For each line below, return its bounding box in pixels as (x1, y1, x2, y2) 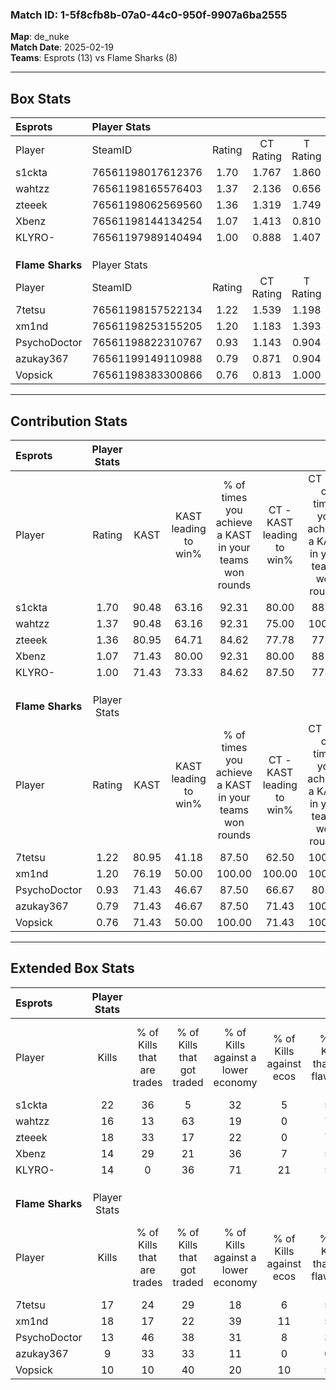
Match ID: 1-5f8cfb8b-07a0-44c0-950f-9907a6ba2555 (10, 8, 288, 22)
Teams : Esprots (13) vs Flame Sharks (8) (10, 52, 178, 64)
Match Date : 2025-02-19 (10, 41, 114, 53)
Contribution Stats (10, 413, 128, 430)
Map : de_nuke (10, 31, 70, 43)
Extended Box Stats (10, 960, 135, 977)
